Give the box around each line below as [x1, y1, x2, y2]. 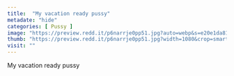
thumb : [7, 36, 26, 43]
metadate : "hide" [7, 17, 58, 23]
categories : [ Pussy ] [7, 23, 73, 30]
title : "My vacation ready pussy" [7, 10, 111, 17]
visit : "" [7, 42, 36, 49]
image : [7, 29, 26, 37]
